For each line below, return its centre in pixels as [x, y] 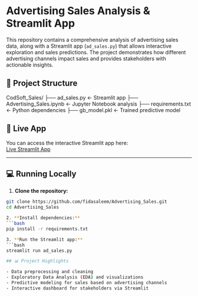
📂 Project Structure [42, 83]
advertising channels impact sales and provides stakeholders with [86, 58]
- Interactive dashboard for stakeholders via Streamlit [77, 288]
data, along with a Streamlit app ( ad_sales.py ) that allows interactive [89, 46]
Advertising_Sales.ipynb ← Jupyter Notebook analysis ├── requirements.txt [99, 104]
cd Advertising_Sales [33, 208]
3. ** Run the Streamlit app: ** [44, 239]
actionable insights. [30, 65]
